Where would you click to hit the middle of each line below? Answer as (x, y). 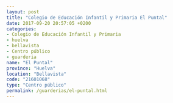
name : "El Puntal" (30, 62)
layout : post (23, 12)
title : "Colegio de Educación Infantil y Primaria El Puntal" (87, 18)
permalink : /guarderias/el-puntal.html (57, 91)
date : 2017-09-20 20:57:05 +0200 (49, 23)
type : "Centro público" (37, 85)
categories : (21, 29)
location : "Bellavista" (37, 74)
